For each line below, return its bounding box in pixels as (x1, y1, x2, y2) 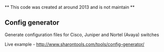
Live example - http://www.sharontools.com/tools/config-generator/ (4, 41, 145, 47)
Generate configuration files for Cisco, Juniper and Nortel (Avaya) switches (4, 32, 160, 38)
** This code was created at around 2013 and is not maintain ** (4, 4, 135, 10)
